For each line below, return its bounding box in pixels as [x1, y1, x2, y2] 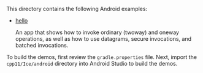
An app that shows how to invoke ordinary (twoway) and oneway [15, 29, 180, 36]
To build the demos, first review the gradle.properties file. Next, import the [6, 54, 197, 60]
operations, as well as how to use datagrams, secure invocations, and [15, 35, 192, 42]
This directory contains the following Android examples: [6, 5, 148, 12]
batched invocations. [15, 42, 69, 49]
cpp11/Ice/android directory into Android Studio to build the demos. [6, 60, 178, 67]
